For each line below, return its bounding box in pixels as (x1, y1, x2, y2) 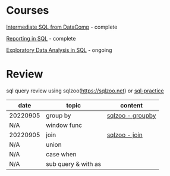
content (119, 101, 143, 109)
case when (46, 150, 77, 158)
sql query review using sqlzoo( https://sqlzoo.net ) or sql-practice (6, 87, 165, 94)
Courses (6, 4, 49, 17)
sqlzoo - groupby (106, 111, 156, 119)
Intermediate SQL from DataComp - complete (6, 23, 118, 30)
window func (46, 121, 82, 129)
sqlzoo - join (106, 131, 143, 139)
